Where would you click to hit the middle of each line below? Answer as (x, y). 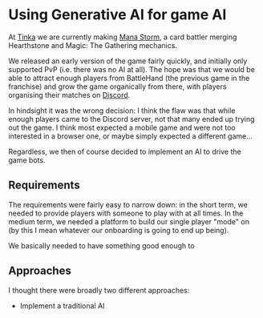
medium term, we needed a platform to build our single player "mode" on (129, 221)
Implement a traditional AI (62, 305)
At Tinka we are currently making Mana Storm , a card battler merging (123, 37)
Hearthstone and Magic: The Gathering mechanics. (93, 45)
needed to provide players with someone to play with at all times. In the (126, 213)
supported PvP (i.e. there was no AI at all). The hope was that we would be (131, 69)
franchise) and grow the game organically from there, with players (117, 87)
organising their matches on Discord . (69, 95)
